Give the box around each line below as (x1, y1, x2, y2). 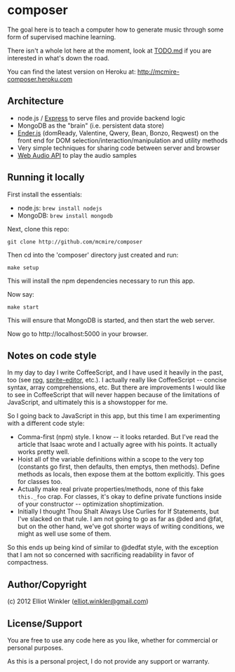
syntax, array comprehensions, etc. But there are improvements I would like (7, 383, 226, 391)
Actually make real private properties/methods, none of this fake (17, 485, 204, 493)
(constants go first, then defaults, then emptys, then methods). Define (17, 462, 220, 471)
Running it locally (7, 171, 85, 184)
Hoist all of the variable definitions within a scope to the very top (17, 455, 205, 464)
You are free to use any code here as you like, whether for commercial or (7, 636, 218, 644)
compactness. (7, 558, 49, 567)
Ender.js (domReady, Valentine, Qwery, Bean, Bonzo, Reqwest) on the (17, 128, 219, 137)
